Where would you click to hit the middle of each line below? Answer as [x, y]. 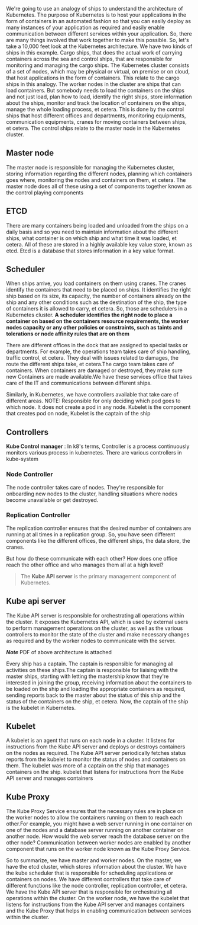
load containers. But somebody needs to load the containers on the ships [95, 90]
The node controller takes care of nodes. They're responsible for [85, 487]
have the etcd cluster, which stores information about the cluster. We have [97, 867]
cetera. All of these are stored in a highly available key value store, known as [99, 244]
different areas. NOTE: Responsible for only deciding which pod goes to [93, 401]
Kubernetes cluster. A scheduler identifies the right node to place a [89, 315]
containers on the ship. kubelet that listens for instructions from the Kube [95, 772]
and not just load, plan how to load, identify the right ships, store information [99, 97]
